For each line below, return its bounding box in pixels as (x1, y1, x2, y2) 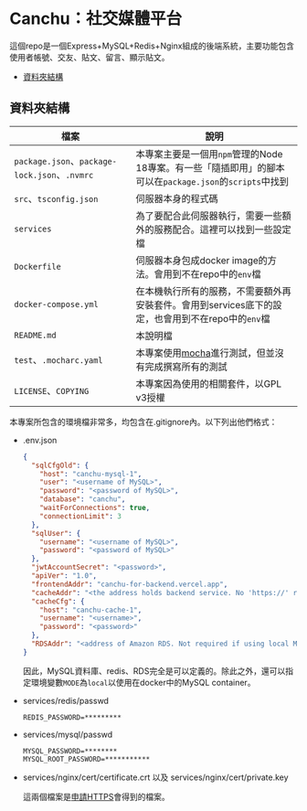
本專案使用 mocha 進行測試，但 (135, 347, 267, 359)
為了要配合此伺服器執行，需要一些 (135, 209, 282, 222)
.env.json (22, 434, 58, 445)
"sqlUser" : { (31, 528, 81, 538)
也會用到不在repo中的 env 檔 (153, 312, 270, 325)
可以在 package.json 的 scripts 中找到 (135, 175, 290, 187)
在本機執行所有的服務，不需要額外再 (135, 284, 291, 297)
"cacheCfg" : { (31, 596, 85, 606)
